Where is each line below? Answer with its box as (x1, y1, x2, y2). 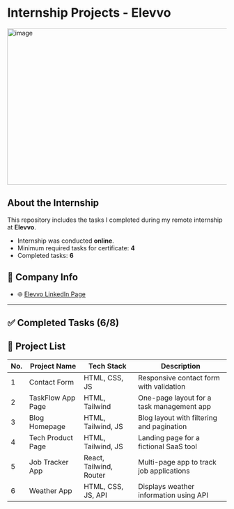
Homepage (29, 421, 66, 431)
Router (83, 470, 106, 480)
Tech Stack (88, 361, 127, 371)
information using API (138, 490, 209, 500)
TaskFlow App (29, 393, 76, 403)
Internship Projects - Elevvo (7, 5, 171, 21)
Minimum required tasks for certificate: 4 (17, 243, 135, 252)
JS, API (83, 490, 108, 500)
